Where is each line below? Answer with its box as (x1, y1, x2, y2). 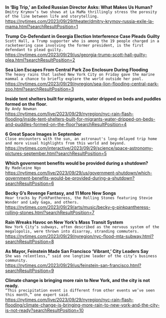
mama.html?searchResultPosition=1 (5, 23, 78, 29)
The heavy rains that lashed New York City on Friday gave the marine (5, 72, 155, 77)
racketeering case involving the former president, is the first (5, 43, 144, 48)
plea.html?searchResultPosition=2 (5, 57, 75, 63)
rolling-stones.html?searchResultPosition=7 (5, 209, 95, 215)
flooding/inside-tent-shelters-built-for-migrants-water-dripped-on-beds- (5, 116, 156, 122)
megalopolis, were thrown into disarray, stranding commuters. (5, 229, 140, 234)
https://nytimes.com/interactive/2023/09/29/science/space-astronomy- (5, 145, 154, 151)
